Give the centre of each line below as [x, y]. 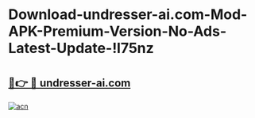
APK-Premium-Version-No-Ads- [118, 31]
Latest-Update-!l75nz [81, 48]
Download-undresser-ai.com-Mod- [128, 15]
